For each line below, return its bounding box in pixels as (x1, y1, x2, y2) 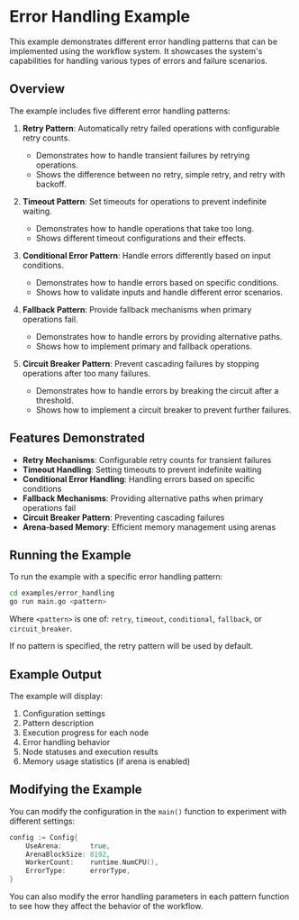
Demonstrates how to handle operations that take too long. (35, 223, 255, 233)
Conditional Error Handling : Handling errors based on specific (22, 473, 255, 484)
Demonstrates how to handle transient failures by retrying (35, 150, 250, 160)
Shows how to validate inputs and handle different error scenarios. (35, 287, 284, 297)
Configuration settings (22, 707, 106, 718)
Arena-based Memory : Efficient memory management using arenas (22, 521, 276, 533)
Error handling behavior (22, 736, 111, 747)
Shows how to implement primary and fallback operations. (35, 341, 252, 351)
